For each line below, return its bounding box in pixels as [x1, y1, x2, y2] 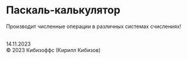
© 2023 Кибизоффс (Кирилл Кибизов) [6, 46, 101, 53]
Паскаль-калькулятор [6, 4, 121, 17]
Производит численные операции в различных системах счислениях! [6, 23, 182, 30]
